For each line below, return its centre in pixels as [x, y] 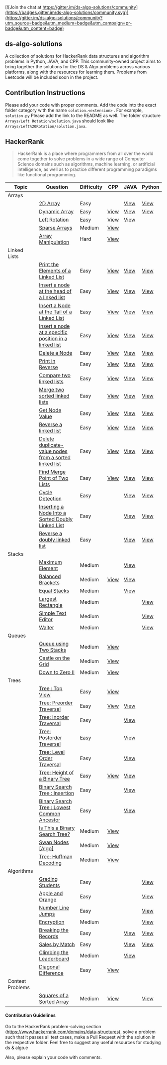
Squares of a [54, 996]
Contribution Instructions [45, 93]
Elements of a [55, 271]
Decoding [50, 863]
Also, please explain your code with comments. [53, 1057]
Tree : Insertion [57, 793]
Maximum [50, 562]
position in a [53, 339]
